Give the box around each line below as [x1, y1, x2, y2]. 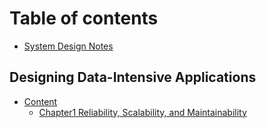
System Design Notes [23, 40, 114, 52]
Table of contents [9, 7, 159, 30]
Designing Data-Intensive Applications [9, 69, 257, 86]
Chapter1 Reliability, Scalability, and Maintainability [38, 106, 247, 118]
